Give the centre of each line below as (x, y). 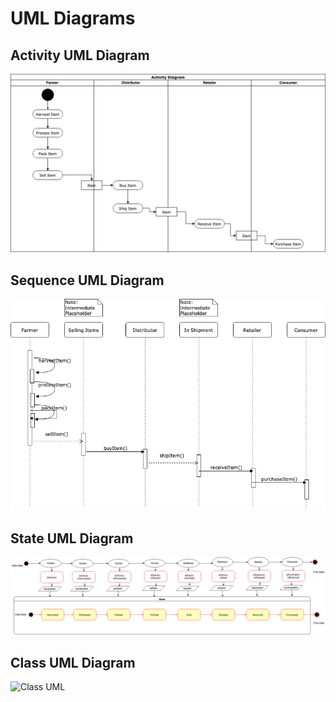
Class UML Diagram (73, 662)
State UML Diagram (72, 538)
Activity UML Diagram (80, 55)
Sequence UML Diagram (87, 280)
